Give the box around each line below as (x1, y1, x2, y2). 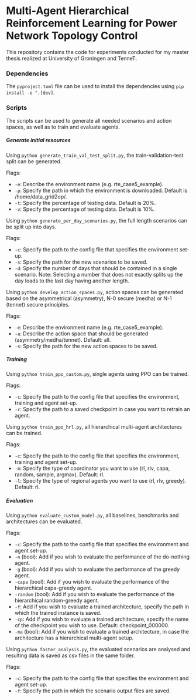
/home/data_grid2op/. (14, 193, 67, 200)
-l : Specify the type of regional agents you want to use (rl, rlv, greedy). (14, 477, 187, 484)
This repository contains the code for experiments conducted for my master (6, 48, 189, 55)
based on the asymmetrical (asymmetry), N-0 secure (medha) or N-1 (6, 295, 172, 302)
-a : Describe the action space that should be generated (14, 330, 149, 337)
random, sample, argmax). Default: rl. (14, 471, 105, 478)
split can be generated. (6, 157, 62, 165)
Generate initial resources (6, 137, 71, 144)
